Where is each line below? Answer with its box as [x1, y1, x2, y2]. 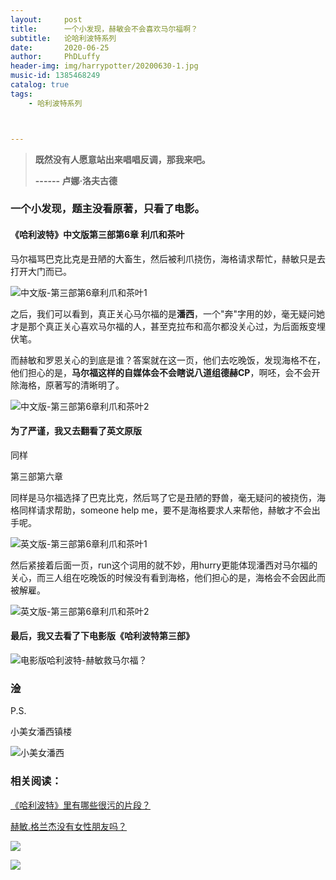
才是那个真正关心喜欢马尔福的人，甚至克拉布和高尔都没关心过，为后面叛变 [10, 320, 317, 332]
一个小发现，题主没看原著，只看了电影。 [10, 202, 205, 216]
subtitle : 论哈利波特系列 [10, 33, 117, 43]
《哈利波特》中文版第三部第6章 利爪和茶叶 [10, 229, 185, 241]
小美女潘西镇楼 [10, 726, 72, 738]
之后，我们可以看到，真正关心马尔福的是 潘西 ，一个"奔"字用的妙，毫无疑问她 [10, 307, 326, 320]
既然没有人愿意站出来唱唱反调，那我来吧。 [34, 153, 211, 165]
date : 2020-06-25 [10, 42, 110, 53]
